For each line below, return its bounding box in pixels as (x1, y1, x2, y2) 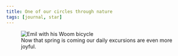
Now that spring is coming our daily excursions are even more (21, 37, 173, 44)
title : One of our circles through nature (6, 8, 113, 15)
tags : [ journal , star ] (6, 14, 62, 20)
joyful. (21, 42, 37, 50)
